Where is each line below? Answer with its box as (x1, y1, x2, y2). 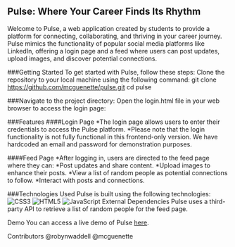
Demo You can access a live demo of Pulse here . (7, 218, 149, 227)
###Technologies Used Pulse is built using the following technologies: (7, 189, 211, 198)
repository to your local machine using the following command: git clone (7, 75, 217, 84)
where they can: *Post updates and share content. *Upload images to (7, 161, 211, 170)
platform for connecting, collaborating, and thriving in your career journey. (7, 32, 223, 40)
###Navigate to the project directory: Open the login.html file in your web (7, 96, 220, 105)
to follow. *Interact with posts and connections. (7, 176, 146, 184)
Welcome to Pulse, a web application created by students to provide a (7, 24, 210, 32)
